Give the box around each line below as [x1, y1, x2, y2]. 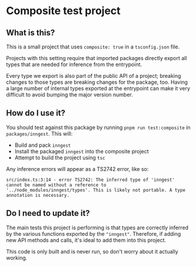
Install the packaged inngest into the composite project [14, 147, 149, 154]
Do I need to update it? [6, 208, 90, 219]
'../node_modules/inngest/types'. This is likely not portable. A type [6, 187, 185, 193]
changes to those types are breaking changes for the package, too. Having [6, 78, 188, 85]
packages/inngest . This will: [6, 130, 73, 137]
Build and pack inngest [14, 141, 71, 149]
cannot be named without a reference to [6, 182, 107, 188]
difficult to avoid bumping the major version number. [6, 91, 134, 98]
